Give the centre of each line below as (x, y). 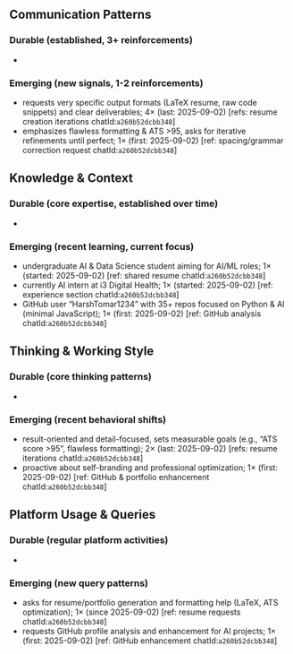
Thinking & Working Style (82, 352)
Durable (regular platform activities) (89, 540)
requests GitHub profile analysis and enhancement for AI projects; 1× (149, 631)
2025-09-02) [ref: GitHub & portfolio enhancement (116, 477)
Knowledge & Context (71, 178)
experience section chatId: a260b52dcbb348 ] (100, 294)
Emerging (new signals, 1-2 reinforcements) (106, 82)
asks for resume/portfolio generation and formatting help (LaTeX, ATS (150, 602)
